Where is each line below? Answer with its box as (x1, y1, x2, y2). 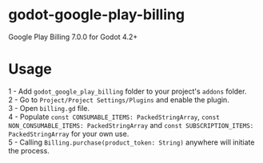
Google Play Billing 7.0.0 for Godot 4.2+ (8, 32, 138, 42)
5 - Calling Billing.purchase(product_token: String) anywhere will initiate (8, 137, 255, 147)
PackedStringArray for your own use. (8, 129, 130, 138)
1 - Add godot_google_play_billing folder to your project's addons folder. (8, 86, 247, 96)
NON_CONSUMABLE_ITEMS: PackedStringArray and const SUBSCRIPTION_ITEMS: (8, 120, 254, 129)
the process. (8, 145, 50, 155)
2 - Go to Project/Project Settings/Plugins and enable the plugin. (8, 94, 229, 105)
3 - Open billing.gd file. (8, 103, 90, 113)
